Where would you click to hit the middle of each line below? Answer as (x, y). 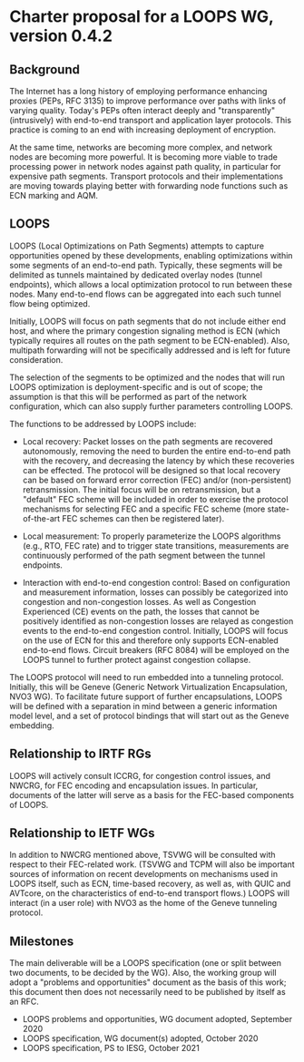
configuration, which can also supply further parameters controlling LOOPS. (151, 406)
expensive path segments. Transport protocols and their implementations (147, 176)
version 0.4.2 (61, 36)
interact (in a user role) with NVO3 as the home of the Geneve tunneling (143, 903)
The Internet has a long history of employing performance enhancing (138, 91)
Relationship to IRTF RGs (80, 754)
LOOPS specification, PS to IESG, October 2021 (111, 1048)
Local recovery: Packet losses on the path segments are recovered (148, 441)
